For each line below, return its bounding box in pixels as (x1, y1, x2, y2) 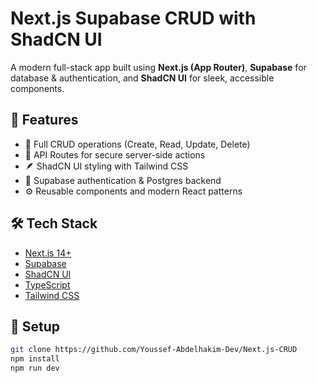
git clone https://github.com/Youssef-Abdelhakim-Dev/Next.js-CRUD (10, 345, 298, 355)
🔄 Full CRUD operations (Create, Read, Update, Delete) (24, 138, 251, 150)
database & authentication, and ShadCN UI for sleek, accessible (10, 72, 275, 84)
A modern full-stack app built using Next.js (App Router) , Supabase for (10, 61, 307, 73)
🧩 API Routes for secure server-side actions (24, 148, 206, 161)
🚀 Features (10, 112, 79, 129)
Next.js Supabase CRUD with (10, 7, 257, 30)
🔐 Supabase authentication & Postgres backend (24, 174, 222, 186)
